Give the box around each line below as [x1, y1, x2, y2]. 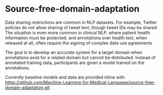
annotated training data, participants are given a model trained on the [5, 60, 145, 65]
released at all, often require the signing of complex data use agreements [5, 40, 152, 46]
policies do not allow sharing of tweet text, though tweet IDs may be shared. [5, 24, 159, 30]
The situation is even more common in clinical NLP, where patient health [5, 30, 150, 35]
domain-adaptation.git [5, 84, 50, 90]
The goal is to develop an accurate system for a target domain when [5, 49, 143, 55]
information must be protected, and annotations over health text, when [5, 35, 147, 41]
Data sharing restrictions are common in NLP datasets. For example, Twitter [5, 19, 157, 25]
